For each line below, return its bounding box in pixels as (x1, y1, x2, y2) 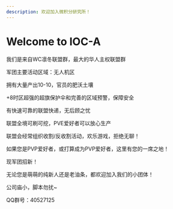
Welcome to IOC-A (6, 34, 101, 48)
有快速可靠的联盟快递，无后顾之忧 (6, 107, 91, 114)
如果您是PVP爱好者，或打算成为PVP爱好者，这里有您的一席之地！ (6, 145, 169, 152)
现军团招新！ (6, 158, 38, 165)
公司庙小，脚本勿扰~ (6, 183, 58, 190)
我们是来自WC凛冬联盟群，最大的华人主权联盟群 (6, 55, 126, 63)
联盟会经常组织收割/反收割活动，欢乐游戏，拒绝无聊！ (6, 132, 140, 139)
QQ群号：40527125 (6, 196, 55, 204)
